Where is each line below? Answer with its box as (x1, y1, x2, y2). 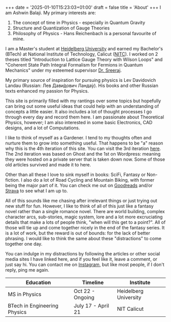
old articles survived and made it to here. (5, 162, 91, 167)
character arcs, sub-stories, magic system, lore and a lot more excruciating (5, 214, 163, 220)
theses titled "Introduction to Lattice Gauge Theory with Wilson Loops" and (5, 56, 163, 63)
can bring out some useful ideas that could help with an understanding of (5, 103, 159, 109)
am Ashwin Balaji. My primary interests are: (5, 10, 96, 16)
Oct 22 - (73, 287, 95, 295)
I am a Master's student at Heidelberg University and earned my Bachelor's (5, 46, 163, 51)
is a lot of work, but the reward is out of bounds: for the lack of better (5, 230, 150, 236)
